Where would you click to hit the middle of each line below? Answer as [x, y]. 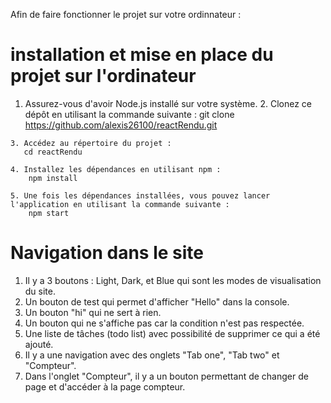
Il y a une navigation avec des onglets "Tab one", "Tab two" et [152, 355]
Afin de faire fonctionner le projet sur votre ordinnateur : [126, 14]
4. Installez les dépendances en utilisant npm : [116, 169]
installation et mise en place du [142, 55]
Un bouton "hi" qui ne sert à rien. [93, 312]
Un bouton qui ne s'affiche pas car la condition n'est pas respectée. [164, 323]
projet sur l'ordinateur [103, 76]
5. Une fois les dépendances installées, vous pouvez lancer [140, 195]
